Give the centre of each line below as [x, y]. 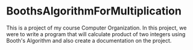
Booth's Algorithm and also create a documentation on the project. [89, 40]
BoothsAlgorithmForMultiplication [94, 11]
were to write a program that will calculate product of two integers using [96, 34]
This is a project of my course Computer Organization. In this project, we [96, 28]
